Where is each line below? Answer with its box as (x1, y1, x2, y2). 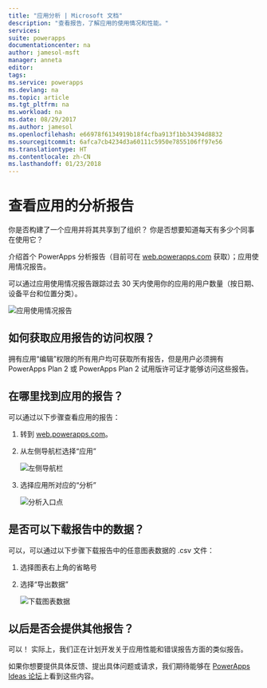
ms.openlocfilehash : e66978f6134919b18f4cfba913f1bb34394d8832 (8, 130, 223, 138)
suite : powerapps (8, 34, 66, 42)
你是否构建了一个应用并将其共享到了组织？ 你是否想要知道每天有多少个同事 (8, 225, 255, 235)
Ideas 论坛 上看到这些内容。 (8, 671, 98, 681)
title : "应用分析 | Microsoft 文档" (8, 11, 123, 20)
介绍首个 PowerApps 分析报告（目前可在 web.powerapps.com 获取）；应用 (8, 252, 253, 262)
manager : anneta (8, 57, 62, 65)
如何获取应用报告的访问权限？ (8, 331, 155, 345)
